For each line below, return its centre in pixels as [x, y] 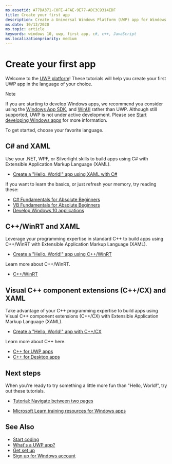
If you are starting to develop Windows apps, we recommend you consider [84, 104]
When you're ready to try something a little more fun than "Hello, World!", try [86, 385]
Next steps [23, 373]
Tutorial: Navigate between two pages [53, 401]
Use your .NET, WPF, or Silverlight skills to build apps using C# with [77, 159]
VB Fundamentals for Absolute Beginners [56, 205]
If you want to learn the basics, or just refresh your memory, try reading [81, 184]
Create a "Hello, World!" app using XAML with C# [65, 174]
